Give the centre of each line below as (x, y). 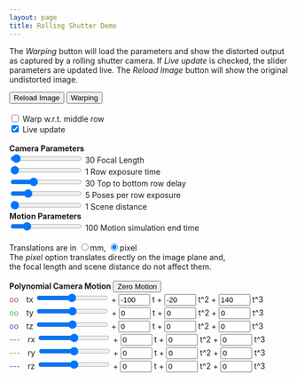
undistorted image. (43, 79)
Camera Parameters (47, 148)
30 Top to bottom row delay (135, 183)
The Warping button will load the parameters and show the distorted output (147, 51)
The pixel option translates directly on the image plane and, (117, 257)
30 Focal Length (114, 160)
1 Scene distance (116, 206)
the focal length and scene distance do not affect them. (110, 267)
